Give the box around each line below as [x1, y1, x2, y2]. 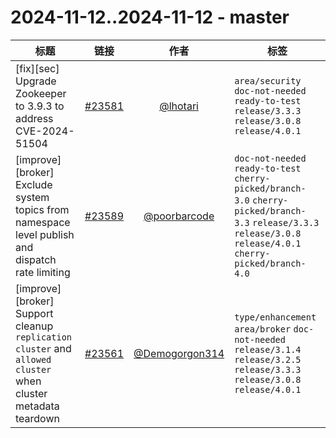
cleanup [15, 319, 54, 333]
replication [15, 331, 73, 343]
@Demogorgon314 [133, 346, 225, 360]
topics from [15, 202, 70, 216]
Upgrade [15, 74, 57, 88]
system [15, 190, 50, 204]
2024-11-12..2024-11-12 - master [10, 6, 290, 29]
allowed [15, 354, 52, 365]
